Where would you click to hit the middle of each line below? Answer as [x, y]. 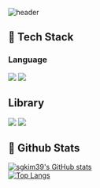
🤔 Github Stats [44, 148]
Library [26, 103]
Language [28, 59]
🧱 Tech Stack [41, 37]
